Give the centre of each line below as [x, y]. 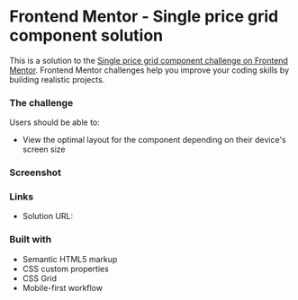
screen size [44, 149]
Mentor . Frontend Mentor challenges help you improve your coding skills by [149, 70]
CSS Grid [39, 278]
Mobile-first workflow [63, 287]
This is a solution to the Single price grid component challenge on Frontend [149, 60]
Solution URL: [48, 216]
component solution [86, 35]
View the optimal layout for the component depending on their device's [154, 140]
